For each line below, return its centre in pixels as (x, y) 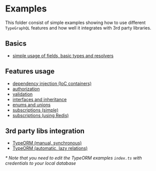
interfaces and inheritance (39, 99)
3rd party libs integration (45, 131)
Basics (16, 44)
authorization (26, 88)
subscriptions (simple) (35, 110)
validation (22, 94)
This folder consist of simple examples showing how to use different (75, 22)
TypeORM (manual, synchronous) (47, 143)
